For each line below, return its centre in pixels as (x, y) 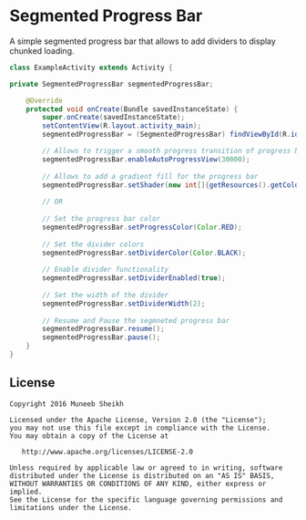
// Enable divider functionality (106, 270)
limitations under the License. (71, 507)
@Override (45, 100)
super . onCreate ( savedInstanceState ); (113, 118)
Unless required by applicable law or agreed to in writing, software (146, 468)
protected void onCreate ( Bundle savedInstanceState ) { (132, 109)
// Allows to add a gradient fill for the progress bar (150, 176)
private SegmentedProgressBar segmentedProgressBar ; (112, 84)
